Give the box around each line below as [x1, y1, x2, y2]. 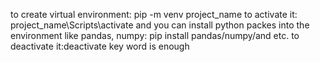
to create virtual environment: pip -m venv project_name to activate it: [10, 9, 298, 20]
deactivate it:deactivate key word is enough [10, 40, 190, 52]
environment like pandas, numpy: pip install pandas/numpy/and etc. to [10, 30, 300, 41]
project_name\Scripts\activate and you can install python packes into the [10, 19, 310, 31]
